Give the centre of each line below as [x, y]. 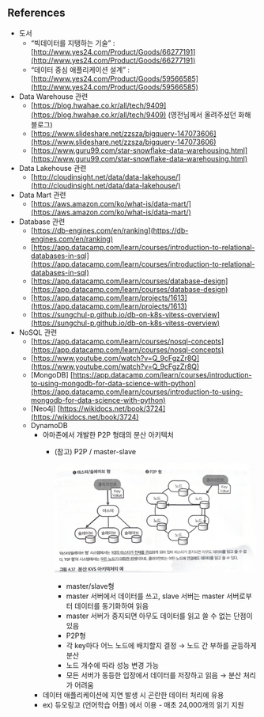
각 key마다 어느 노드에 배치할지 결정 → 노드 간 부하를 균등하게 [161, 645]
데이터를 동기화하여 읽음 [111, 605]
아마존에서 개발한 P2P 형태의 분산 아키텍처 [108, 434]
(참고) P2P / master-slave [95, 451]
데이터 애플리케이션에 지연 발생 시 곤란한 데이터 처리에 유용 [133, 695]
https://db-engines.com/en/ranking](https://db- [111, 230]
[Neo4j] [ [45, 408]
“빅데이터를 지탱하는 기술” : [73, 43]
